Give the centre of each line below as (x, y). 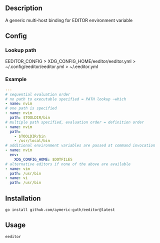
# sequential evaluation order (38, 94)
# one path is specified (31, 108)
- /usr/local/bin (32, 141)
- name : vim (17, 169)
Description (24, 8)
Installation (23, 198)
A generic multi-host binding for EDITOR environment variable (69, 20)
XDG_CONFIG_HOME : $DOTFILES (43, 159)
